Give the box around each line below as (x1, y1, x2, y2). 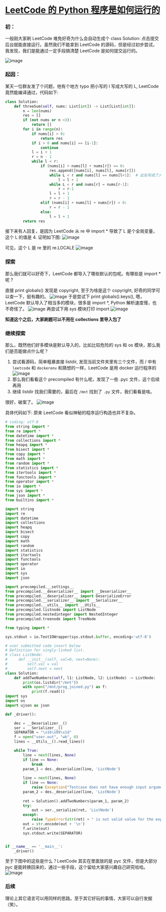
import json (5, 575, 30, 580)
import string (5, 506, 35, 511)
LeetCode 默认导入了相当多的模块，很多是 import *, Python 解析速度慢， (5, 299, 153, 305)
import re (5, 511, 26, 516)
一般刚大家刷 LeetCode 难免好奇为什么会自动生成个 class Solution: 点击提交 (5, 36, 159, 41)
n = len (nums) (23, 108, 52, 114)
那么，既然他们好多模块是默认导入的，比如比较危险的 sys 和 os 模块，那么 (5, 342, 157, 348)
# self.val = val (5, 662, 58, 666)
